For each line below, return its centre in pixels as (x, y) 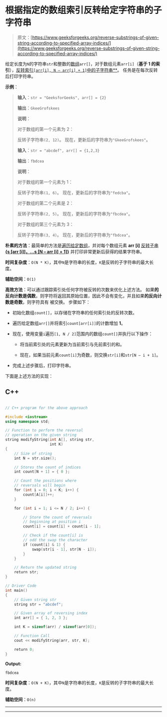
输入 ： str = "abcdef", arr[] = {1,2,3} (58, 150)
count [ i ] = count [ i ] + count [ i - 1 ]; (62, 526)
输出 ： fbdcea (31, 161)
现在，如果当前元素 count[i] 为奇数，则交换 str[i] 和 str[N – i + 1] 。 (90, 355)
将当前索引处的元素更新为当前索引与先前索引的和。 (72, 344)
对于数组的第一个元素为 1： (45, 182)
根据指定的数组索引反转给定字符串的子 (84, 10)
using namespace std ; (28, 421)
